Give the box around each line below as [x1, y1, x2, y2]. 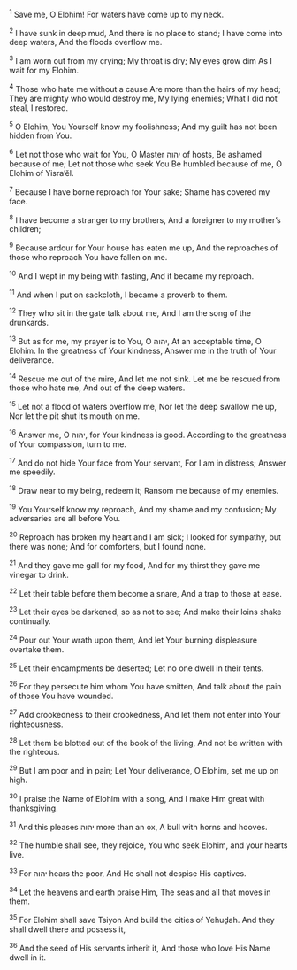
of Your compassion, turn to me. [9, 438, 126, 450]
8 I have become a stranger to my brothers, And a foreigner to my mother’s [9, 212, 281, 225]
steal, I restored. [9, 102, 69, 113]
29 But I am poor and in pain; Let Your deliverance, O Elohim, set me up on [9, 764, 279, 776]
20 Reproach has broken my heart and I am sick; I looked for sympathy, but [9, 530, 281, 543]
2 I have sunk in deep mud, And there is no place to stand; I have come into [9, 26, 283, 38]
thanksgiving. [9, 803, 59, 813]
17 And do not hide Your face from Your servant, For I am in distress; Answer [9, 456, 286, 468]
